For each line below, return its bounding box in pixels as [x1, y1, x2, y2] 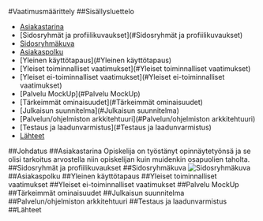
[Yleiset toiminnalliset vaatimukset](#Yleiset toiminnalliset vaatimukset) [19, 64, 251, 73]
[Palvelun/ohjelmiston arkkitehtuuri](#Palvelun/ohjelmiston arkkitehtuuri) [19, 114, 256, 123]
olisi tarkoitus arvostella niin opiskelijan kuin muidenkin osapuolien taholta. [8, 155, 250, 164]
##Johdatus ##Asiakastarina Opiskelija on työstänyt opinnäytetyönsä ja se [8, 146, 251, 155]
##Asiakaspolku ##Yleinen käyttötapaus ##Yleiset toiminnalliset [8, 171, 217, 181]
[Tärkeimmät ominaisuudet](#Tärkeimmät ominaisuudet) [19, 98, 204, 107]
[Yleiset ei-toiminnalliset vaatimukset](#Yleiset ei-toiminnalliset [19, 73, 225, 81]
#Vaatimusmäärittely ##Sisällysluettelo [8, 7, 134, 16]
